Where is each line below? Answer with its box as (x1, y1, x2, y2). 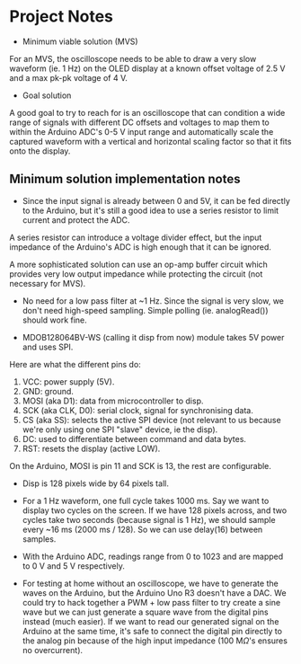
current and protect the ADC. (22, 214, 130, 226)
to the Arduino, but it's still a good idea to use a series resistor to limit (22, 205, 279, 216)
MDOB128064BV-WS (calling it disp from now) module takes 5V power (22, 332, 285, 342)
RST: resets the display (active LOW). (22, 443, 161, 454)
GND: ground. (22, 385, 75, 396)
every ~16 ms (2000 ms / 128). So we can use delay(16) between (22, 524, 263, 535)
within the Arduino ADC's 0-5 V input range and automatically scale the (9, 126, 274, 137)
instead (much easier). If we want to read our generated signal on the (22, 615, 279, 626)
